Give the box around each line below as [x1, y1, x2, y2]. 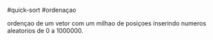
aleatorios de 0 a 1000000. [7, 27, 84, 34]
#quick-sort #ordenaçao [7, 6, 77, 14]
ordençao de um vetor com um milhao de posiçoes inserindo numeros [7, 19, 207, 27]
